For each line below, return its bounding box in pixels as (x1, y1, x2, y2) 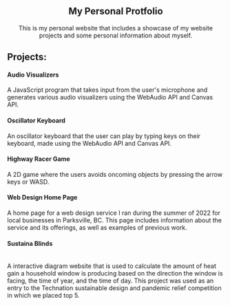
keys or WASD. (7, 178, 50, 186)
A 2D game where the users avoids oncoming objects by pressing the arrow (7, 170, 222, 178)
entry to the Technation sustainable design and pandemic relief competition (7, 284, 222, 292)
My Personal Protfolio (68, 6, 163, 17)
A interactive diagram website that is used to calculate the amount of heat (7, 262, 217, 270)
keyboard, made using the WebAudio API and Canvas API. (7, 139, 172, 147)
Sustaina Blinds (7, 239, 53, 247)
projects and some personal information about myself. (39, 31, 193, 39)
